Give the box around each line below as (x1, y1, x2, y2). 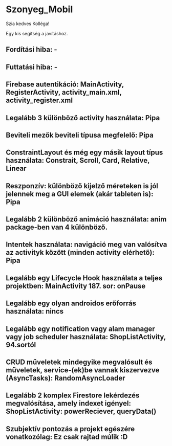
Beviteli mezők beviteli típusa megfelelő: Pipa (6, 130, 154, 139)
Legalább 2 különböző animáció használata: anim (6, 215, 167, 224)
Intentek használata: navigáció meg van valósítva (6, 240, 167, 249)
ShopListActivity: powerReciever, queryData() (6, 407, 157, 416)
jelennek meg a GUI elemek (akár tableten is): (6, 189, 154, 198)
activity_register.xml (6, 96, 73, 105)
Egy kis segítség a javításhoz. (6, 30, 68, 36)
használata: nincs (6, 307, 64, 316)
